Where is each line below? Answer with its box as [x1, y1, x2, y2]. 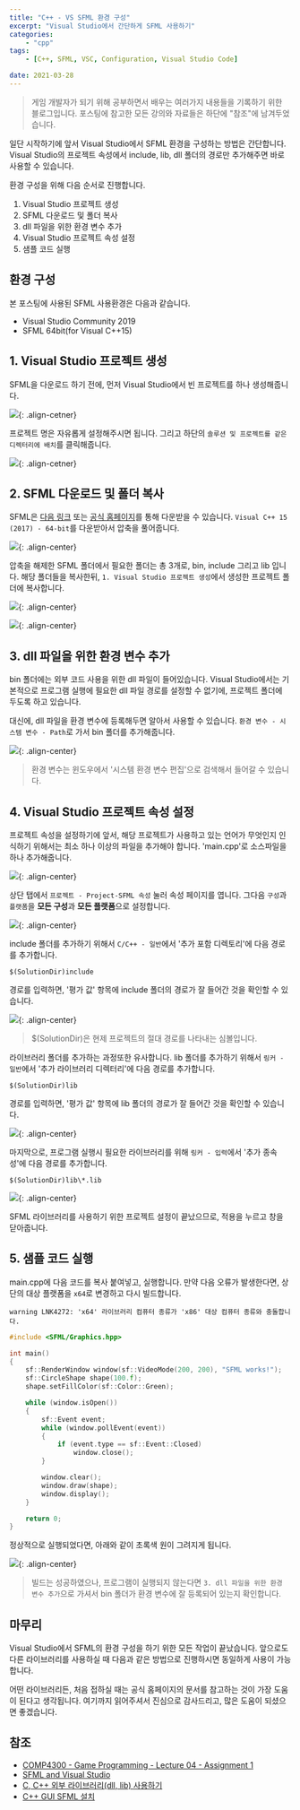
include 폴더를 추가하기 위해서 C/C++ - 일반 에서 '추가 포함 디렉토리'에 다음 [9, 938, 270, 948]
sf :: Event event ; [41, 1415, 106, 1424]
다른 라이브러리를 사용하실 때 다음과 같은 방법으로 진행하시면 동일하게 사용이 [9, 1654, 275, 1665]
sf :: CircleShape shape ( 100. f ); [25, 1373, 142, 1383]
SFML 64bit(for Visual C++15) [21, 325, 133, 336]
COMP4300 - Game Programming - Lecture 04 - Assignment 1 [21, 1759, 253, 1771]
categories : [9, 30, 54, 39]
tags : [9, 47, 30, 56]
